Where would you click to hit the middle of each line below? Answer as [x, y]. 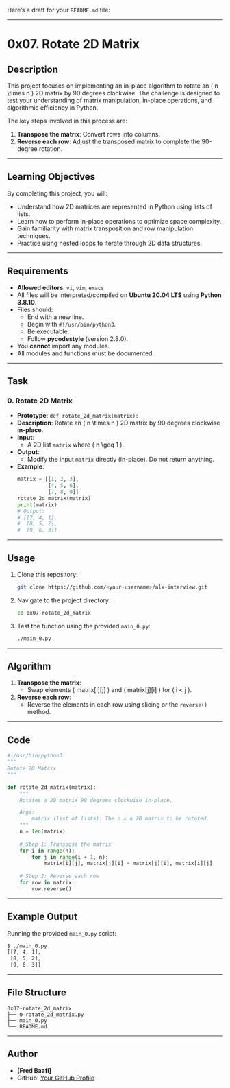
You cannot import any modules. [63, 346]
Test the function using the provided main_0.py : [84, 626]
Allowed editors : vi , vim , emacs [61, 287]
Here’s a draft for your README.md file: [59, 10]
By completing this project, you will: [57, 193]
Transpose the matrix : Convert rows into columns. [89, 134]
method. [39, 712]
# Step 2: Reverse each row [59, 876]
